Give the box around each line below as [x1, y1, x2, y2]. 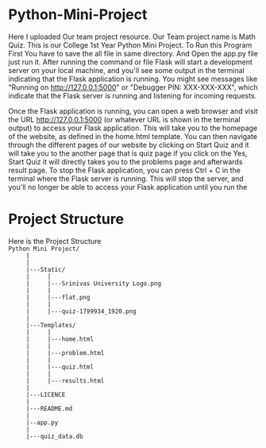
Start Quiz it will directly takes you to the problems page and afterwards [8, 156, 243, 166]
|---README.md [25, 404, 73, 412]
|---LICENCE [25, 391, 66, 399]
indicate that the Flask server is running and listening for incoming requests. [8, 91, 257, 100]
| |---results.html [25, 377, 105, 384]
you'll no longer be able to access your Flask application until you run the [8, 182, 248, 191]
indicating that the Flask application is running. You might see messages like [8, 74, 258, 83]
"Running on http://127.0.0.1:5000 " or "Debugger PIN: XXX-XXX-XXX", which [8, 82, 258, 92]
